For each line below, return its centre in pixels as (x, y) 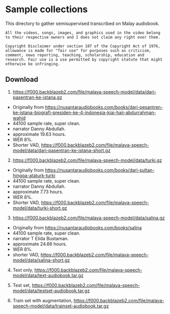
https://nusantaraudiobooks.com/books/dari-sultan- (100, 170)
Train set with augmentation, (42, 300)
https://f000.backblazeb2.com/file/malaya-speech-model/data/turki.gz (87, 160)
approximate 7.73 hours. (38, 191)
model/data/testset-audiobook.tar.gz (51, 291)
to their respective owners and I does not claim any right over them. (83, 37)
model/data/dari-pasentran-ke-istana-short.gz (62, 150)
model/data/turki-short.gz (40, 208)
